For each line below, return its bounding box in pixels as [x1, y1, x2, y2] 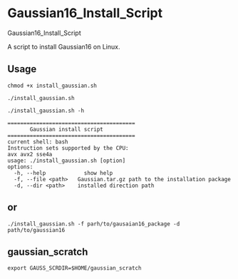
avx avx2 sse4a [7, 151, 53, 158]
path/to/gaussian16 [7, 226, 66, 233]
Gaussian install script [29, 126, 103, 133]
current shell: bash [7, 138, 69, 146]
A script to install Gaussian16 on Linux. [7, 42, 120, 51]
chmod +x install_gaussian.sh [7, 82, 98, 89]
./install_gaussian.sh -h [7, 107, 84, 114]
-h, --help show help [14, 169, 113, 176]
